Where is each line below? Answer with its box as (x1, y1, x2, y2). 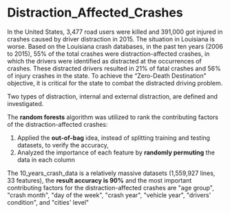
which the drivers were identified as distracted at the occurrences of (7, 57, 202, 65)
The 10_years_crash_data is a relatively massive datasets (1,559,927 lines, (7, 169, 216, 177)
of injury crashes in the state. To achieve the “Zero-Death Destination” (7, 71, 207, 80)
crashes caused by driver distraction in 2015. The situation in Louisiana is (7, 34, 215, 43)
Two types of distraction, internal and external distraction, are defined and (7, 92, 218, 101)
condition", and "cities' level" (7, 198, 90, 206)
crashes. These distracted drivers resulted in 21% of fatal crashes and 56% (7, 64, 222, 72)
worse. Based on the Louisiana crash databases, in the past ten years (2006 (7, 42, 224, 50)
